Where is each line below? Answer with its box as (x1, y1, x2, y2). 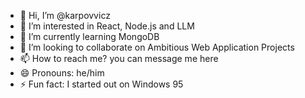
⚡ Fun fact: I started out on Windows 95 (19, 78, 184, 90)
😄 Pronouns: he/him (19, 67, 105, 79)
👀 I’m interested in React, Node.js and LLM (19, 20, 195, 32)
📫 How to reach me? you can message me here (19, 53, 219, 64)
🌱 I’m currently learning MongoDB (19, 31, 160, 42)
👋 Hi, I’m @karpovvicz (19, 10, 111, 21)
